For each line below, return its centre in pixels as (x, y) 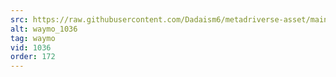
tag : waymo (33, 38)
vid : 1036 (31, 47)
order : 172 (33, 57)
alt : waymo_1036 (44, 29)
